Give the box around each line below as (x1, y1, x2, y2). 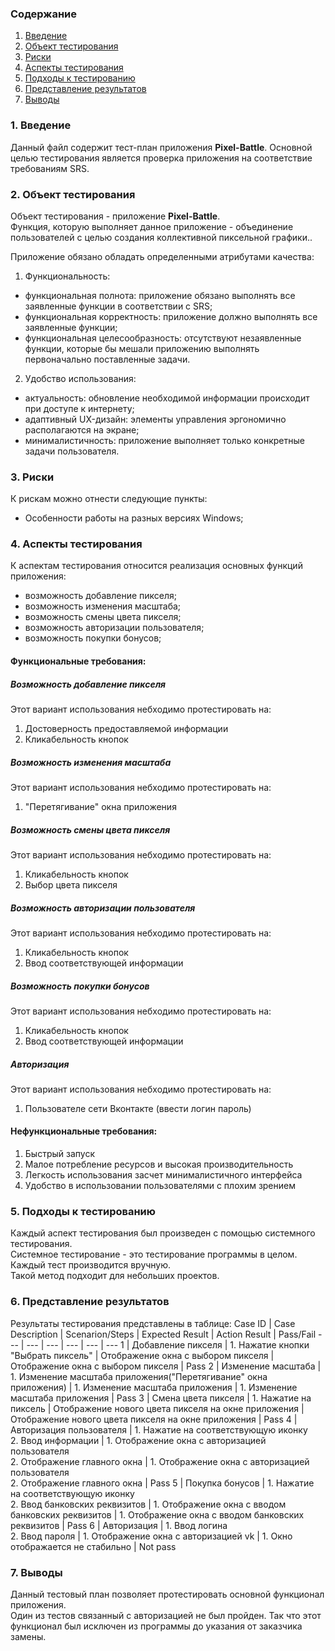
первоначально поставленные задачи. (24, 353, 191, 365)
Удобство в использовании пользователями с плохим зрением (24, 1180, 296, 1192)
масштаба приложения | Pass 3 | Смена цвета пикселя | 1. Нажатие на (10, 1392, 312, 1404)
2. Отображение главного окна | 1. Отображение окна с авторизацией (10, 1455, 310, 1467)
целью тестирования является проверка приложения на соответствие (10, 152, 313, 164)
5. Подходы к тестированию (10, 1205, 156, 1219)
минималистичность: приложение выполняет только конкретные (24, 434, 305, 446)
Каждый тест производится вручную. (10, 1259, 172, 1271)
